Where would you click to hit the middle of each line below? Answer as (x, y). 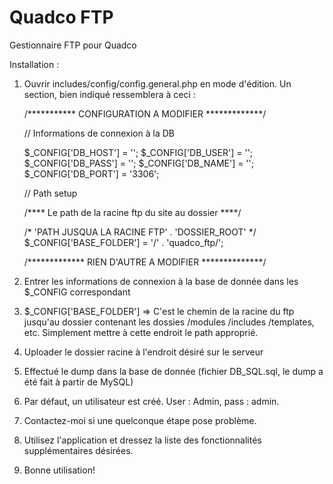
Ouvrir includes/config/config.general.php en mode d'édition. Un (157, 83)
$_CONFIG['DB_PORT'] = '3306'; (91, 173)
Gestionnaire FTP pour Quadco (73, 45)
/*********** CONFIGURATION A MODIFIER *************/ (145, 113)
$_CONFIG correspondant (77, 292)
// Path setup (50, 193)
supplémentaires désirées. (78, 450)
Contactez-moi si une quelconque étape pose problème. (140, 420)
